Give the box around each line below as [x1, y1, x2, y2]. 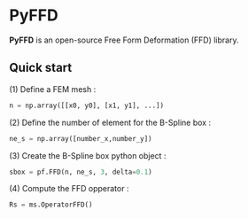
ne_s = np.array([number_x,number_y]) [9, 134, 152, 143]
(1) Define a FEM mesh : [9, 83, 97, 94]
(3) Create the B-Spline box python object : [9, 150, 167, 160]
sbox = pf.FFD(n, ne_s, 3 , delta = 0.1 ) [9, 167, 152, 176]
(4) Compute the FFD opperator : [9, 183, 129, 194]
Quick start [9, 60, 73, 75]
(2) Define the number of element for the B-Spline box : [9, 117, 211, 128]
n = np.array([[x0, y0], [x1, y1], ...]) [9, 101, 165, 110]
